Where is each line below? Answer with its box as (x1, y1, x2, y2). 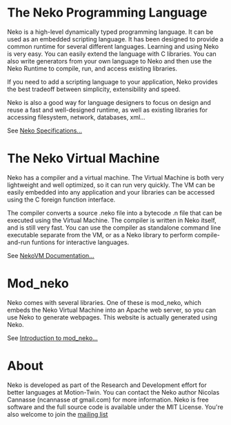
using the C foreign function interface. (7, 195, 116, 204)
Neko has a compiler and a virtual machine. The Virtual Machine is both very (7, 173, 224, 181)
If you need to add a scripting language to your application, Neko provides (7, 77, 219, 86)
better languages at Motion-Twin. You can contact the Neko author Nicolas (7, 388, 220, 396)
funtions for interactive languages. (31, 238, 130, 246)
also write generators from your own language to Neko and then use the (7, 57, 212, 65)
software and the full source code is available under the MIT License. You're (7, 402, 224, 411)
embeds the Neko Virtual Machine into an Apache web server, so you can (7, 306, 216, 314)
